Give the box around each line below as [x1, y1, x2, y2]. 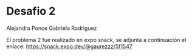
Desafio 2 [6, 4, 56, 18]
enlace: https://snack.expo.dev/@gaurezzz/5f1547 [6, 43, 132, 50]
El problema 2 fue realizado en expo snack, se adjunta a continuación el [6, 36, 187, 43]
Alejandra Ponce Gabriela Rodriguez [6, 24, 97, 32]
